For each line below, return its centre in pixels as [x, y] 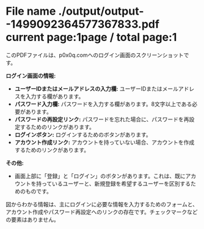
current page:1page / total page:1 [91, 37]
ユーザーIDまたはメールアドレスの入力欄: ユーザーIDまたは [88, 88]
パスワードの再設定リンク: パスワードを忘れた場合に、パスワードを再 [102, 119]
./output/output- [101, 11]
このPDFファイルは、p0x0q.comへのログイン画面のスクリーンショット [95, 55]
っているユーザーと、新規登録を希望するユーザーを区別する [116, 183]
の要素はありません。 [32, 219]
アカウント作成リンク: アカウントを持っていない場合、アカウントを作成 [104, 142]
